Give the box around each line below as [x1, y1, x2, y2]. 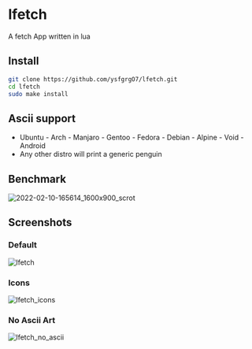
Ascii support [8, 112, 76, 125]
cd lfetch [8, 83, 41, 91]
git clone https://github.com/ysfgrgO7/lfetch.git [8, 75, 178, 84]
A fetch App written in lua [8, 32, 91, 41]
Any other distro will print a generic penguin [19, 150, 163, 159]
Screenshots [8, 216, 72, 229]
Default [8, 239, 38, 251]
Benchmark [8, 172, 67, 186]
